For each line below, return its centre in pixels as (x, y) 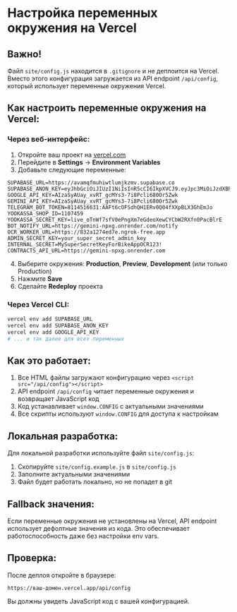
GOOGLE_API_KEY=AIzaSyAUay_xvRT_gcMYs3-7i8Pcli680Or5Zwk (93, 195)
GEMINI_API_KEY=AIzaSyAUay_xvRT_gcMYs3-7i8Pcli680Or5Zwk (93, 201)
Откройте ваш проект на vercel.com (72, 155)
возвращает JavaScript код (59, 399)
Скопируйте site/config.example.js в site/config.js (97, 467)
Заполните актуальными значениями (74, 474)
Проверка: (32, 558)
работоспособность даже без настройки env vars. (83, 536)
